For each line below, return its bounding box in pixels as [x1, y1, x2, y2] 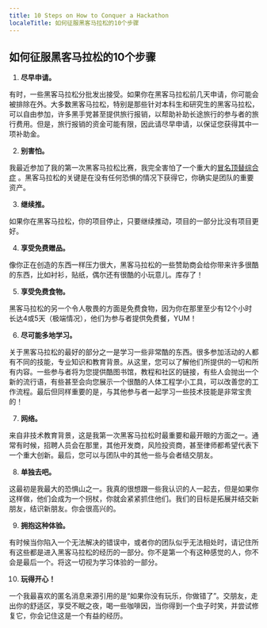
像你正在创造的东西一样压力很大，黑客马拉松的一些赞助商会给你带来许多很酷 [9, 260, 259, 270]
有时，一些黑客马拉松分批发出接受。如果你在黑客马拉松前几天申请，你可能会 [9, 90, 259, 99]
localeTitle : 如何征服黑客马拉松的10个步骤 [9, 19, 139, 27]
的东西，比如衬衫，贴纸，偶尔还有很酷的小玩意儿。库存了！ [9, 270, 204, 280]
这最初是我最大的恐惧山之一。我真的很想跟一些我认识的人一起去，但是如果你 [9, 484, 259, 494]
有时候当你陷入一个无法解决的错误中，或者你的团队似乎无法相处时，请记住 [9, 538, 252, 547]
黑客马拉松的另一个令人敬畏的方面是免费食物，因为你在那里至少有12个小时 [9, 304, 253, 313]
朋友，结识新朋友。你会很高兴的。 [9, 504, 120, 514]
